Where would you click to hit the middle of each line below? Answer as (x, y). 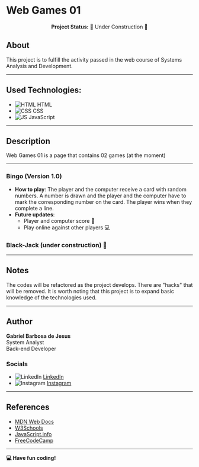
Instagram (59, 383)
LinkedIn (53, 376)
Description (28, 141)
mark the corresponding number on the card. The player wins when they (103, 201)
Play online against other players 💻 (67, 227)
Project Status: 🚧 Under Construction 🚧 (99, 27)
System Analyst (25, 342)
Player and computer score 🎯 (59, 220)
